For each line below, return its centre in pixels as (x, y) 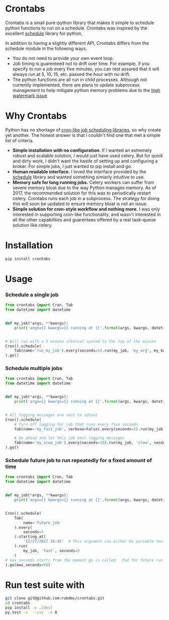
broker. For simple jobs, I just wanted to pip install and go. (72, 166)
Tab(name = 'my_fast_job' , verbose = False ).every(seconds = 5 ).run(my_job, (90, 429)
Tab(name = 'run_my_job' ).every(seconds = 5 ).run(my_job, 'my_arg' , (83, 351)
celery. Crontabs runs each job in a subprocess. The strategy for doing (86, 198)
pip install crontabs (28, 259)
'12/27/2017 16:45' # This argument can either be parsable (89, 542)
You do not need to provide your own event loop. (63, 58)
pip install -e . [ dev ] (29, 608)
